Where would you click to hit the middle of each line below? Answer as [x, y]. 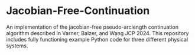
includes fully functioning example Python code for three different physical [97, 39]
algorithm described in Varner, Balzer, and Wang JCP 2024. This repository [97, 33]
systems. [17, 46]
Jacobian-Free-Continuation [78, 11]
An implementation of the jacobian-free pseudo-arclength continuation [92, 27]
